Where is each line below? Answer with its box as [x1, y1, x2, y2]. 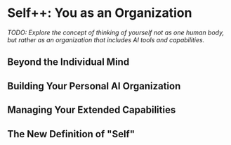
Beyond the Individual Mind [7, 56, 130, 68]
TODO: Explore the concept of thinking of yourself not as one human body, [7, 28, 225, 37]
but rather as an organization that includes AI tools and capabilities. [7, 35, 205, 44]
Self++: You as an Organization [7, 5, 192, 21]
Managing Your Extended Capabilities [7, 104, 176, 116]
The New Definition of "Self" [7, 128, 136, 140]
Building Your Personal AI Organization [7, 80, 181, 92]
